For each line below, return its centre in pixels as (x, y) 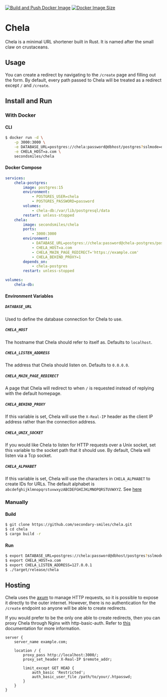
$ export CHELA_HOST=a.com (33, 561)
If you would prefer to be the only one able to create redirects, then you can (83, 618)
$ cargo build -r (23, 534)
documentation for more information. (43, 628)
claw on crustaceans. (27, 47)
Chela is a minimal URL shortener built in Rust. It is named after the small (80, 41)
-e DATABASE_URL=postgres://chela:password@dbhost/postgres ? (79, 147)
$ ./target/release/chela (32, 570)
